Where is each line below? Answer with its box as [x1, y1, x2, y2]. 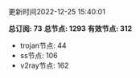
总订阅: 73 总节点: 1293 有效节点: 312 [8, 24, 133, 33]
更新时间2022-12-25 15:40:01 [8, 7, 106, 16]
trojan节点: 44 [19, 41, 67, 50]
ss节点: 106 [19, 51, 58, 60]
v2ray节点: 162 [19, 60, 69, 70]
